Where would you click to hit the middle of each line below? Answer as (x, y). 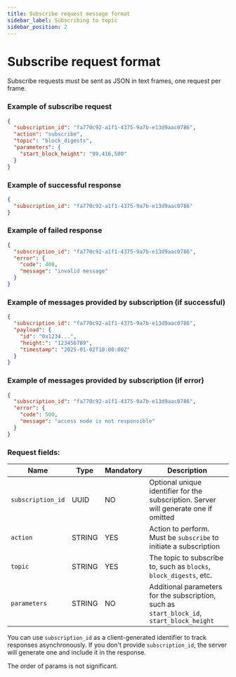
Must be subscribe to (184, 537)
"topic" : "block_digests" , (53, 141)
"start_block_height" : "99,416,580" (74, 154)
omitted (162, 517)
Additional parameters (186, 586)
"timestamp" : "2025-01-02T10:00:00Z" (75, 349)
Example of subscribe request (60, 107)
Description (187, 470)
